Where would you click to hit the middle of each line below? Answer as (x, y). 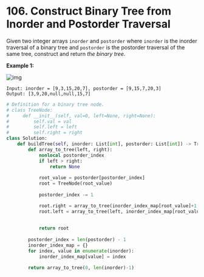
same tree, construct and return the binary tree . (66, 53)
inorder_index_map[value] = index (82, 256)
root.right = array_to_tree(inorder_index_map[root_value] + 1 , (119, 206)
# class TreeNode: (29, 110)
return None (65, 166)
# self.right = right (45, 133)
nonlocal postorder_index (71, 155)
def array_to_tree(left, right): (70, 149)
